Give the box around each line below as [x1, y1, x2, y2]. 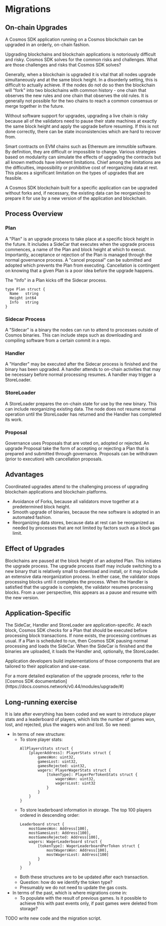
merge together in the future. [5, 103, 64, 109]
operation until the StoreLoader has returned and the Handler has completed [5, 411, 162, 417]
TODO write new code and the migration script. [5, 915, 102, 922]
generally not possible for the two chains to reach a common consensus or [5, 98, 158, 104]
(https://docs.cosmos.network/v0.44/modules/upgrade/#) [5, 684, 124, 690]
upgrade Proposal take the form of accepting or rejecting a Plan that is [5, 445, 149, 451]
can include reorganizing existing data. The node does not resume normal [5, 406, 156, 412]
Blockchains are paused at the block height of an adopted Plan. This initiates [5, 558, 162, 564]
